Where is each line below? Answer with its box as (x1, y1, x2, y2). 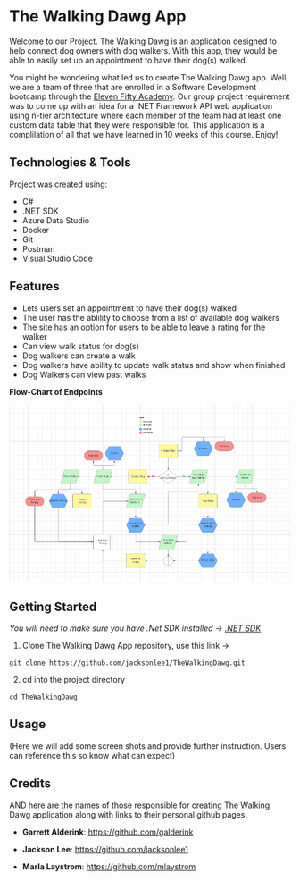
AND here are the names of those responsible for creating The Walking (9, 800, 271, 810)
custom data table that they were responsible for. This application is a (9, 119, 265, 130)
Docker (21, 224, 50, 235)
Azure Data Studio (21, 214, 90, 225)
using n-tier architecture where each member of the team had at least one (9, 110, 282, 121)
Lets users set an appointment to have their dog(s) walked (21, 302, 237, 314)
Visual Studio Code (21, 253, 94, 264)
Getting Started (9, 599, 97, 614)
